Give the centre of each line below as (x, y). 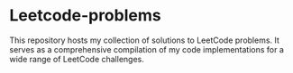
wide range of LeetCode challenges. (77, 59)
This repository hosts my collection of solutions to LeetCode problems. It (144, 40)
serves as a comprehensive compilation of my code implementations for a (146, 49)
